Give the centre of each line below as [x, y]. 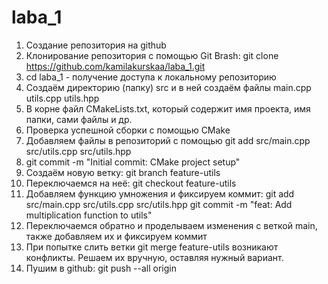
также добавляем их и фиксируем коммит [116, 236]
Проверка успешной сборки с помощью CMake [128, 130]
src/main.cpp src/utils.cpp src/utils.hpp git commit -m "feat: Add [159, 204]
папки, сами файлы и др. [79, 119]
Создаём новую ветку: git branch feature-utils [123, 172]
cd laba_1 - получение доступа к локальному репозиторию [151, 77]
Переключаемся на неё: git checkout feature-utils [131, 183]
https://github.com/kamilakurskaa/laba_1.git [115, 66]
